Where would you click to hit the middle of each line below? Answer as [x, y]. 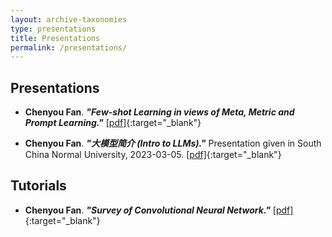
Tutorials [38, 186]
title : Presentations [55, 38]
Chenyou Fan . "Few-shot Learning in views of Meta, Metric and [159, 112]
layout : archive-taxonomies [69, 19]
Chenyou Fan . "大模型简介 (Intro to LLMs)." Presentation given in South [173, 143]
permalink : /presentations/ [69, 47]
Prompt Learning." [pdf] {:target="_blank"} [113, 123]
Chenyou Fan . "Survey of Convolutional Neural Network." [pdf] [159, 210]
